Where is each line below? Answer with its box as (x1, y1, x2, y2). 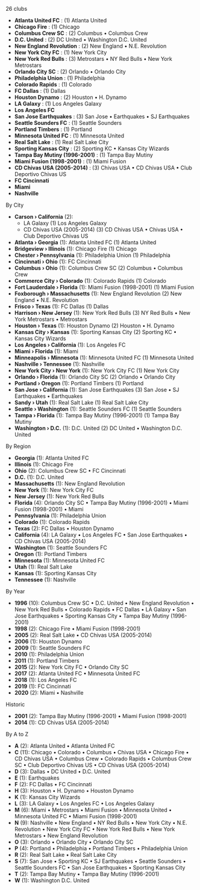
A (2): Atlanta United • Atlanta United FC (14, 742, 115, 750)
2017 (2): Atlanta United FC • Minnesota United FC (14, 670, 140, 677)
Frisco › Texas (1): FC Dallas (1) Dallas (14, 303, 109, 310)
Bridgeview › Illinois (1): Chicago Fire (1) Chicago (14, 245, 137, 252)
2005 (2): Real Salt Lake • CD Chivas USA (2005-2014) (14, 631, 152, 639)
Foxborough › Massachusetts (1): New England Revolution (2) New (14, 290, 182, 297)
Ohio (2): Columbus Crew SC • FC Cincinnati (14, 467, 126, 474)
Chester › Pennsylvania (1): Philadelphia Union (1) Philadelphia (14, 251, 171, 259)
